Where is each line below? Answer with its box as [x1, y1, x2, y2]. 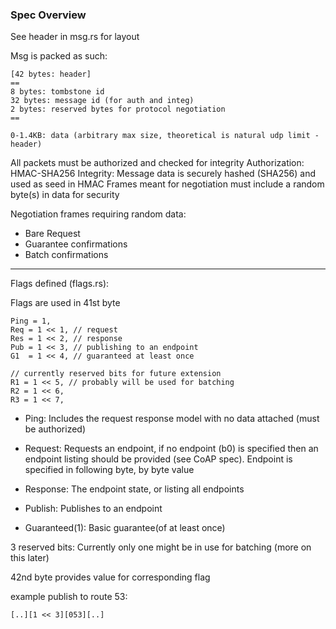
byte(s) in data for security [10, 189, 120, 201]
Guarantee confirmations [24, 238, 128, 250]
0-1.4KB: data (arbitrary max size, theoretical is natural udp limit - [10, 131, 320, 141]
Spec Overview [10, 8, 87, 22]
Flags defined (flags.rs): [10, 278, 110, 290]
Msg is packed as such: [10, 50, 108, 62]
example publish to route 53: [10, 591, 128, 603]
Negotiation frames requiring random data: [10, 208, 187, 220]
